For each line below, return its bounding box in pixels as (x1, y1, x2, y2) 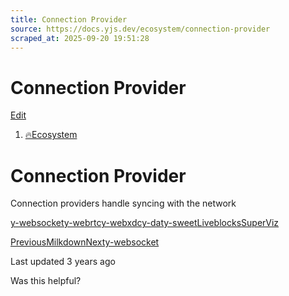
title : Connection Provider (10, 14, 128, 25)
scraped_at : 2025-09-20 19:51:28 (10, 33, 150, 43)
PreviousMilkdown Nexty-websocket (10, 236, 160, 248)
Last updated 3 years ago (10, 256, 116, 268)
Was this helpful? (10, 275, 82, 287)
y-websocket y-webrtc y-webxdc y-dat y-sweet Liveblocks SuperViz (10, 217, 280, 229)
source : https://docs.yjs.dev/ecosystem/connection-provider (10, 24, 271, 34)
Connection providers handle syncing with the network (10, 197, 237, 210)
